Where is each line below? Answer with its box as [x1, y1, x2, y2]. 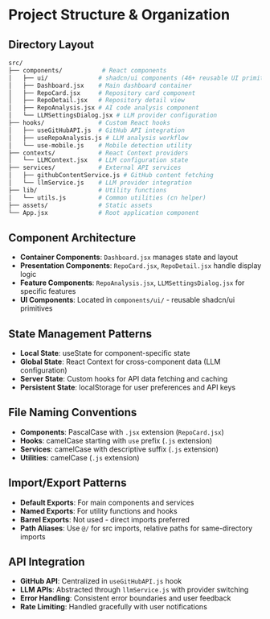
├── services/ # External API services [8, 163, 182, 172]
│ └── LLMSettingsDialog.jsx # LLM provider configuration [8, 111, 218, 120]
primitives [19, 303, 53, 313]
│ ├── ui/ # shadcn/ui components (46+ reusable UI [8, 74, 239, 82]
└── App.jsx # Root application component [8, 208, 199, 217]
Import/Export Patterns [8, 477, 127, 490]
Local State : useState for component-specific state [19, 349, 190, 357]
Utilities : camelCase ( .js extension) [19, 452, 140, 462]
